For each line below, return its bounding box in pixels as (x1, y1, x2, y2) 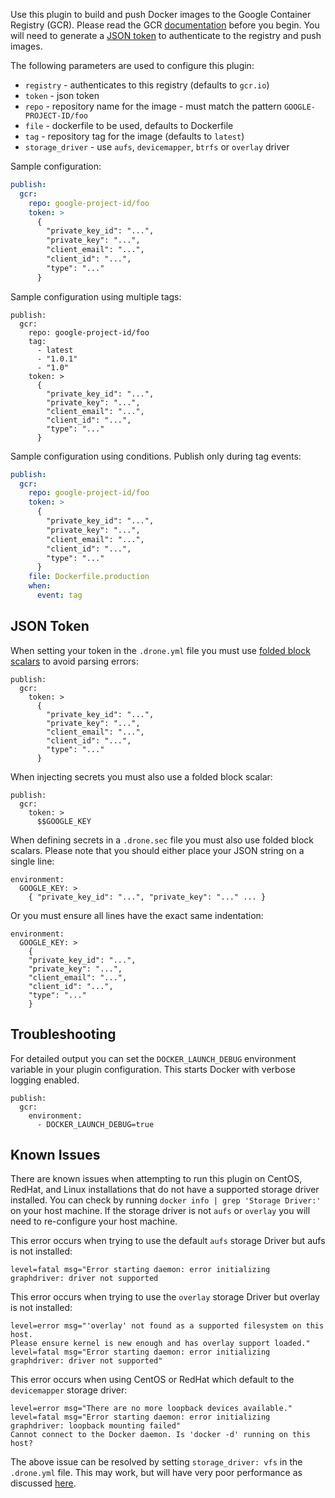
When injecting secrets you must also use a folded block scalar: (10, 770, 273, 783)
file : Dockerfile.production (28, 572, 150, 582)
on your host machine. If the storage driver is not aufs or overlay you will (10, 1205, 311, 1217)
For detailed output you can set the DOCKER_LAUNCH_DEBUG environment (10, 1052, 297, 1064)
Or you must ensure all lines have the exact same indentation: (10, 909, 264, 921)
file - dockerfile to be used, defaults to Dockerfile (24, 120, 234, 131)
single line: (10, 855, 55, 867)
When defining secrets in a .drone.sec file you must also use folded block (10, 834, 314, 846)
